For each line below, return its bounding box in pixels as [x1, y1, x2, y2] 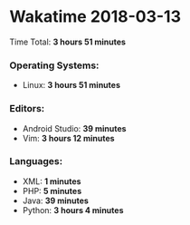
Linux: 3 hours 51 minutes [22, 80, 120, 91]
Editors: [9, 103, 45, 115]
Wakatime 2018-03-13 [9, 6, 182, 27]
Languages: [9, 155, 63, 168]
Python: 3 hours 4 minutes [22, 204, 124, 215]
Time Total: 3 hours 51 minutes [9, 36, 127, 47]
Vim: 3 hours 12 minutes [22, 132, 115, 143]
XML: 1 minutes [22, 175, 81, 187]
